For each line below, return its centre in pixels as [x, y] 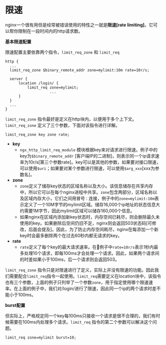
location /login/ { [38, 83]
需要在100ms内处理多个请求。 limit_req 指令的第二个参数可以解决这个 [81, 322]
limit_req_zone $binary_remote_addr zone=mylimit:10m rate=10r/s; [80, 70]
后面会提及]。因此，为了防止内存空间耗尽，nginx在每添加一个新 [93, 229]
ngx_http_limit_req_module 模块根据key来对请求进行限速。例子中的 [88, 150]
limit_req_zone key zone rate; [37, 134]
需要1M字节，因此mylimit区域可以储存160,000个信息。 [79, 211]
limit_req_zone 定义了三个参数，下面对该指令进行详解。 [63, 125]
